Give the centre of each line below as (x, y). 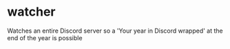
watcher (31, 12)
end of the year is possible (45, 37)
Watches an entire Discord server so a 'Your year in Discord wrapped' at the (115, 31)
